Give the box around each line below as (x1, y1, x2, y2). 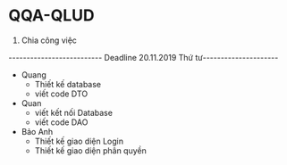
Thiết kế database (34, 78, 102, 89)
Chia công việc (21, 35, 78, 45)
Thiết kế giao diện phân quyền (34, 144, 147, 156)
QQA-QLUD (8, 5, 95, 26)
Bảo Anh (21, 126, 54, 136)
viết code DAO (34, 117, 89, 128)
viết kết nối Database (34, 107, 114, 118)
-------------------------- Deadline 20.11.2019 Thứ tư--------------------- (8, 52, 279, 62)
